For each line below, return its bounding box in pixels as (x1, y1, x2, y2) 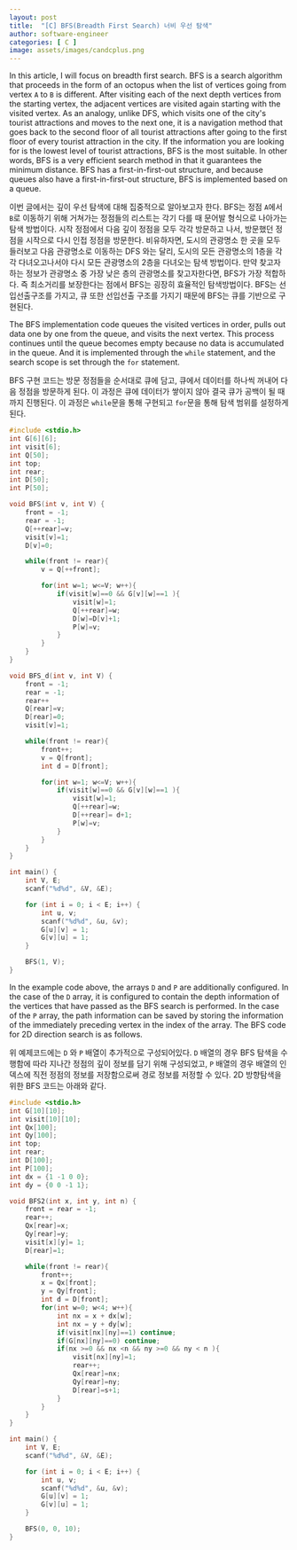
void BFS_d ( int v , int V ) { (9, 671, 113, 680)
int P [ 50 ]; (9, 484, 50, 493)
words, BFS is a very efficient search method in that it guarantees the (9, 155, 262, 166)
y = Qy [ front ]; (41, 1287, 98, 1296)
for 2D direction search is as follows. (9, 1029, 144, 1039)
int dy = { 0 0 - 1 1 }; (9, 1180, 90, 1189)
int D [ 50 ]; (9, 475, 50, 484)
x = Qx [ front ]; (41, 1279, 98, 1288)
